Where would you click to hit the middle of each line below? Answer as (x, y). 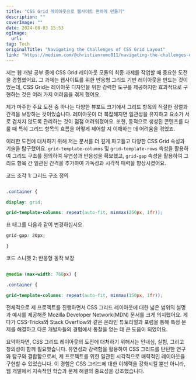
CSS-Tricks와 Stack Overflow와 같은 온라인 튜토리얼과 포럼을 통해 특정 (98, 322)
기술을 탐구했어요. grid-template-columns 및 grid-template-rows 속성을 (90, 148)
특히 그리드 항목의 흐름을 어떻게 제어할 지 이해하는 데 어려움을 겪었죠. (97, 129)
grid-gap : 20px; (26, 236)
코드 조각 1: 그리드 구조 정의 (37, 175)
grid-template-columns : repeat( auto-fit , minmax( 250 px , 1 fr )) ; (85, 213)
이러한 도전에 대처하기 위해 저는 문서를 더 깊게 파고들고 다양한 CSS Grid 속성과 (95, 141)
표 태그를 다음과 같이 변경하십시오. (45, 224)
